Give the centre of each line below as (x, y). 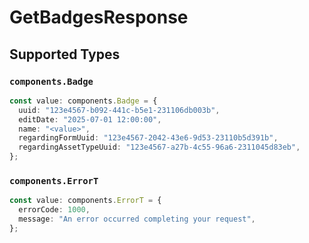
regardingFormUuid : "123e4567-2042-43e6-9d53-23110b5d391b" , (148, 138)
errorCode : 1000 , (54, 210)
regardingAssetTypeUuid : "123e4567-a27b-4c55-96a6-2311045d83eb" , (159, 147)
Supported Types (65, 54)
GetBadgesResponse (99, 17)
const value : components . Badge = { (83, 101)
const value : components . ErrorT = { (85, 201)
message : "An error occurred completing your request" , (137, 219)
